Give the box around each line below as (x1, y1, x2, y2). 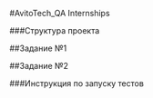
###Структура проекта (9, 25, 100, 35)
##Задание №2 (9, 61, 69, 71)
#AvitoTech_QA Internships (9, 8, 111, 18)
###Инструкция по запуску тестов (9, 78, 144, 89)
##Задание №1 (9, 43, 67, 54)
